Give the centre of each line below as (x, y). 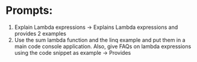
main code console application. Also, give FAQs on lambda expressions (103, 46)
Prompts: (29, 11)
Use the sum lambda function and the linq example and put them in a (100, 40)
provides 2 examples (40, 33)
